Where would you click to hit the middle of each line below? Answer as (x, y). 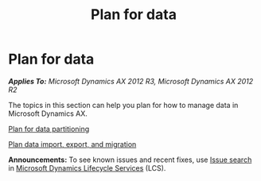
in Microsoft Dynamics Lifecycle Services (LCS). (87, 168)
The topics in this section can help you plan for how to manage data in (123, 105)
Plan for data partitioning (49, 129)
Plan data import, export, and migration (72, 144)
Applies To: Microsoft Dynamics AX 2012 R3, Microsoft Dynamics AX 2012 (131, 81)
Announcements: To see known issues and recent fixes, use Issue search (130, 160)
